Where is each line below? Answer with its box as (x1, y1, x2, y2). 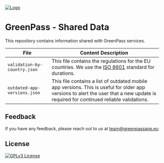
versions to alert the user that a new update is (51, 90, 157, 97)
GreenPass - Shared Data (5, 22, 110, 33)
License (5, 140, 30, 148)
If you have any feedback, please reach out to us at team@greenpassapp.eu (5, 125, 159, 131)
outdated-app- (7, 85, 41, 90)
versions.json (7, 90, 41, 95)
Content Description (80, 49, 128, 56)
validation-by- (7, 61, 43, 67)
